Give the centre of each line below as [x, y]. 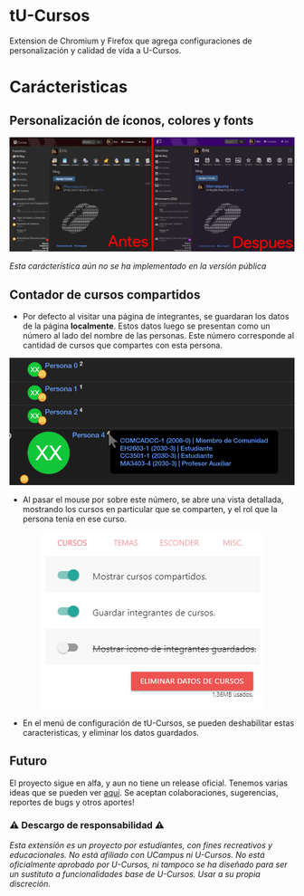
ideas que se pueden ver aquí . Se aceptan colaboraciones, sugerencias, [144, 792]
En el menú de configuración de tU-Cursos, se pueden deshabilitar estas [158, 723]
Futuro [28, 761]
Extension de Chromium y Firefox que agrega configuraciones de [131, 41]
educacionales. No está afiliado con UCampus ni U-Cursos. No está [137, 854]
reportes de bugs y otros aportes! [72, 802]
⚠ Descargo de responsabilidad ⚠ [87, 825]
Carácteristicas [69, 87]
